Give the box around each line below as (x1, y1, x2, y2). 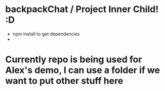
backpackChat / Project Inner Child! (5, 4, 159, 15)
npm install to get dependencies (12, 31, 80, 37)
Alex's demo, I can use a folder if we (5, 64, 160, 76)
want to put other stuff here (5, 75, 123, 86)
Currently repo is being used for (5, 54, 142, 65)
